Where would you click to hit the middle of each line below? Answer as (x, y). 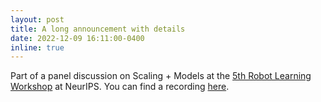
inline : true (37, 47)
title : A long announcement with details (98, 29)
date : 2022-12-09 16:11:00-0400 (77, 38)
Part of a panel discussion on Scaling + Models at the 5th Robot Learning (161, 76)
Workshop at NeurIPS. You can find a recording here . (120, 87)
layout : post (37, 19)
